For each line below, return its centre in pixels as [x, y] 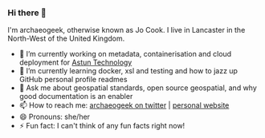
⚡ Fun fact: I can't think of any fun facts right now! [102, 126]
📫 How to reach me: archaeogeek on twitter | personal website [124, 105]
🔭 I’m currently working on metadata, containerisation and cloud [125, 54]
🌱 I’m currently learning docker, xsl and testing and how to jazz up [128, 71]
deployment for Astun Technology [75, 62]
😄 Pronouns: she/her [54, 117]
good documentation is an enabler [76, 97]
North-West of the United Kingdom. [66, 38]
